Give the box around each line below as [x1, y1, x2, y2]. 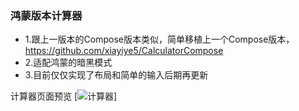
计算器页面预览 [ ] [10, 90, 118, 102]
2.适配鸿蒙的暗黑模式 [24, 57, 113, 69]
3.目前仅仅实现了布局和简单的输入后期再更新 [24, 69, 209, 81]
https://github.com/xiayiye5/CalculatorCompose [24, 45, 224, 57]
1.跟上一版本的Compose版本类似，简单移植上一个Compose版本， [24, 33, 295, 46]
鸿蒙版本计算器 [10, 8, 83, 22]
